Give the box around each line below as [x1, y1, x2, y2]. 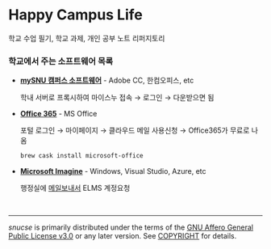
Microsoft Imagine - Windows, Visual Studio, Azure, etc [19, 167, 207, 176]
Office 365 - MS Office [19, 109, 98, 119]
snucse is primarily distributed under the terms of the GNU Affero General [8, 222, 254, 232]
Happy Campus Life [8, 6, 144, 24]
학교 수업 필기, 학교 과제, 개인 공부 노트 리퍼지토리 [8, 33, 165, 43]
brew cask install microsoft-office [19, 152, 144, 160]
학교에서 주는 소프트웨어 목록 [8, 55, 114, 66]
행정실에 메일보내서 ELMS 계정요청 [19, 184, 131, 193]
